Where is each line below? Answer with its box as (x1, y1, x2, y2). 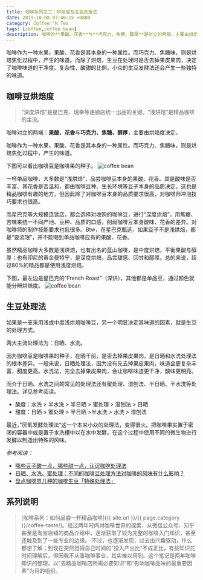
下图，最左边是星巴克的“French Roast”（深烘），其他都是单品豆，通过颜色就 (6, 274, 195, 282)
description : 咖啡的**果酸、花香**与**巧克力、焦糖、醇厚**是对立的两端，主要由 (6, 32, 189, 38)
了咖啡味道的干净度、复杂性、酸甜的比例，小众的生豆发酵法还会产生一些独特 (6, 64, 197, 72)
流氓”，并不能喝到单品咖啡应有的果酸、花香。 (19, 233, 133, 240)
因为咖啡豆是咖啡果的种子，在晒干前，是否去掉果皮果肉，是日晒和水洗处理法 (6, 352, 197, 359)
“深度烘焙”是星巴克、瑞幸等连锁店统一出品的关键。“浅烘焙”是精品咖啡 (21, 108, 195, 115)
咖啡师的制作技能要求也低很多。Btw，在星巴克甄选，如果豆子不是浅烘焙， (6, 226, 191, 233)
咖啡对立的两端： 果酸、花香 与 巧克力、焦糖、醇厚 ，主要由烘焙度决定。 (6, 129, 181, 136)
